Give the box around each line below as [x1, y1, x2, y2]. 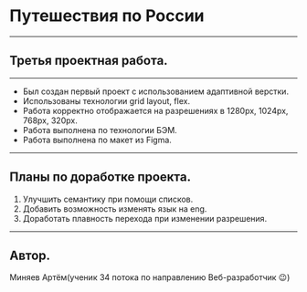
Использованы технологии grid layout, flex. [22, 95, 190, 106]
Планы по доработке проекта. [9, 170, 192, 185]
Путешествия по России [9, 5, 205, 26]
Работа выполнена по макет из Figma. [22, 134, 172, 145]
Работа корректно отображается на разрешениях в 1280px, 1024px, [22, 105, 289, 116]
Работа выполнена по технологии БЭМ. [22, 124, 178, 135]
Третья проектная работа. [9, 53, 168, 68]
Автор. [9, 247, 51, 263]
